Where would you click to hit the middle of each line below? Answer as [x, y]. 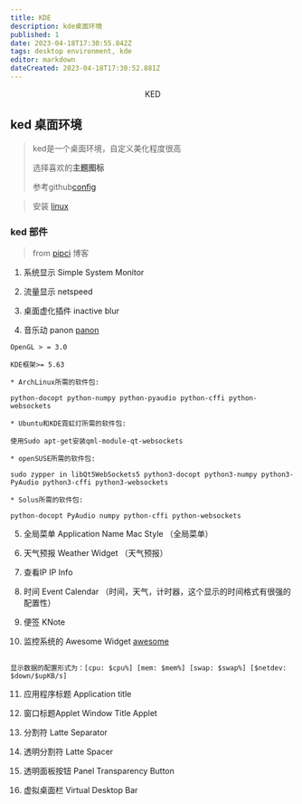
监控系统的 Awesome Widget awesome [96, 641]
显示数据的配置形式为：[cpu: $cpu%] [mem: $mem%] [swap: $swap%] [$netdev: [149, 668]
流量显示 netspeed [58, 292]
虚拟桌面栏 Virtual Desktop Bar [80, 790]
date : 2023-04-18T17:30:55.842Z [71, 43]
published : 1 [35, 34]
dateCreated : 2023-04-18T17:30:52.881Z [85, 69]
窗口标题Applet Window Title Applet [90, 713]
